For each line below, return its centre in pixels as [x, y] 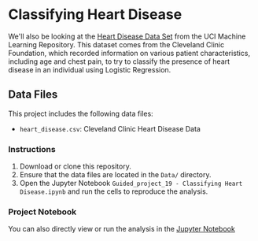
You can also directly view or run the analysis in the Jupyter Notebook [122, 229]
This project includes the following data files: [81, 113]
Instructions [32, 149]
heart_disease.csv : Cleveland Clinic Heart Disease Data [110, 128]
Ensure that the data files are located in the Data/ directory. [115, 175]
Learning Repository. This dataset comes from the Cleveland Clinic [116, 44]
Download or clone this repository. [75, 166]
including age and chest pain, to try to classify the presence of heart [119, 61]
